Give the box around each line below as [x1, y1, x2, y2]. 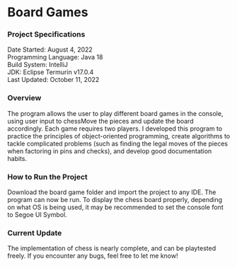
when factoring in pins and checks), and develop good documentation [7, 146, 212, 155]
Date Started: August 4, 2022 [7, 45, 93, 54]
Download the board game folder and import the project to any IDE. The [7, 188, 216, 196]
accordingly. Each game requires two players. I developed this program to [7, 124, 223, 133]
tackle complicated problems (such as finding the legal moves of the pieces [7, 139, 229, 148]
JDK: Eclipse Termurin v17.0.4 [7, 68, 94, 76]
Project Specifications [7, 30, 86, 40]
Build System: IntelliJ [7, 61, 69, 69]
